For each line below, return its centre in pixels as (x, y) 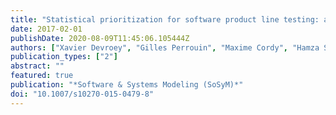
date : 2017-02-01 (46, 29)
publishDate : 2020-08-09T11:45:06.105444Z (100, 38)
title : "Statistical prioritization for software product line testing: (165, 19)
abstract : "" (37, 66)
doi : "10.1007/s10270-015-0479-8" (82, 94)
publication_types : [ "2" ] (64, 57)
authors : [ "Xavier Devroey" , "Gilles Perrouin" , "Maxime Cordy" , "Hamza (165, 47)
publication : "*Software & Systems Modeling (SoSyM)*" (127, 85)
